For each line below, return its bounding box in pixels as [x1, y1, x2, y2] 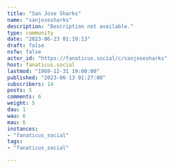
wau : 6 [7, 112, 26, 119]
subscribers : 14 [7, 81, 54, 87]
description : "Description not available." [7, 23, 134, 30]
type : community [7, 29, 54, 36]
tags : [7, 138, 23, 145]
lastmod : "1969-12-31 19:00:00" [7, 67, 100, 74]
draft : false [7, 42, 45, 49]
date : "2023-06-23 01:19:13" [7, 36, 91, 43]
